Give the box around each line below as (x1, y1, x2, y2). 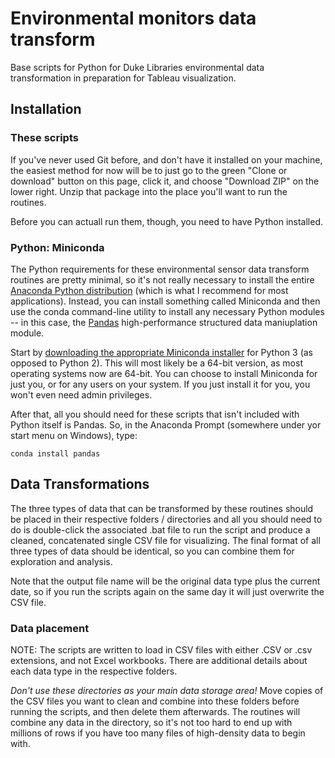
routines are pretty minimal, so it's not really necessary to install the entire (10, 273, 315, 286)
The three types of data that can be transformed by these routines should (10, 502, 314, 514)
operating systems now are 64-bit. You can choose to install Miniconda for (10, 367, 318, 379)
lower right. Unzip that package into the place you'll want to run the (10, 185, 288, 197)
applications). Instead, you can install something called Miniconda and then (10, 295, 321, 307)
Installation (10, 101, 82, 118)
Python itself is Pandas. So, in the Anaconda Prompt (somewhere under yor (10, 418, 322, 431)
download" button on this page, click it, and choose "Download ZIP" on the (10, 175, 320, 187)
